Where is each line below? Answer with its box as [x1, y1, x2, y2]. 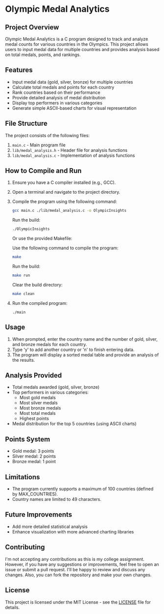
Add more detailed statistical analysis [12, 524, 88, 529]
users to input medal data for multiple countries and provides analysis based [5, 47, 160, 52]
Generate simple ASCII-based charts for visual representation [12, 105, 137, 111]
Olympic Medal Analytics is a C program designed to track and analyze [5, 36, 148, 42]
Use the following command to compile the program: [12, 245, 118, 251]
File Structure [5, 119, 47, 128]
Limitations [5, 473, 40, 481]
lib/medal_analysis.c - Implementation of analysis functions [12, 152, 135, 158]
